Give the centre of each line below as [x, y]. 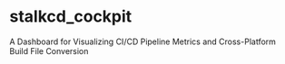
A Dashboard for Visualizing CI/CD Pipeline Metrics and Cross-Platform [143, 41]
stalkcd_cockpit [71, 17]
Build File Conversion [49, 50]
